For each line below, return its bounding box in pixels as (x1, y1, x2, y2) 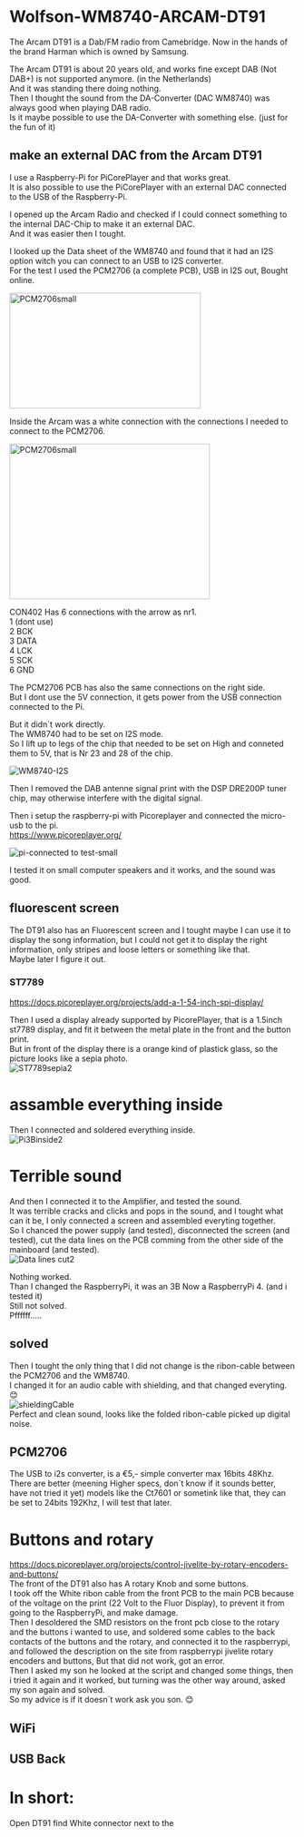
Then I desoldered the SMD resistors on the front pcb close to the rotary (9, 1617, 279, 1628)
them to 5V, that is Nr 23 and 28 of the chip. (9, 747, 173, 759)
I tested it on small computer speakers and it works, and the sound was (9, 864, 276, 875)
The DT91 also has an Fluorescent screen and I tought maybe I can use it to (9, 924, 291, 936)
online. (9, 274, 34, 285)
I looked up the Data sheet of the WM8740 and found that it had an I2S (9, 245, 274, 256)
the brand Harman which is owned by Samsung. (9, 45, 189, 56)
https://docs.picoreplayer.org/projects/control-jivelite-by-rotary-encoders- (9, 1559, 289, 1570)
